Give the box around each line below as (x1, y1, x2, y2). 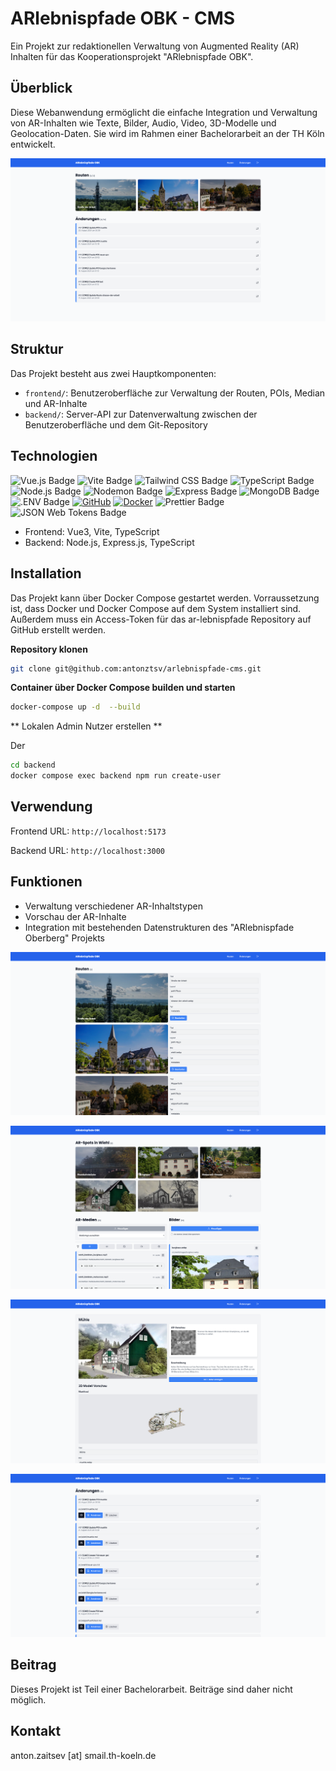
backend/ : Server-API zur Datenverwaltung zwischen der (24, 408, 258, 420)
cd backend (10, 760, 56, 771)
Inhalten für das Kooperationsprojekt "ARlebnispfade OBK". (10, 50, 254, 62)
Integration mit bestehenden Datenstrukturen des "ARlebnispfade (24, 921, 295, 933)
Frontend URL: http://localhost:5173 (10, 825, 167, 837)
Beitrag (10, 1657, 57, 1674)
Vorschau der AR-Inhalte (24, 910, 127, 922)
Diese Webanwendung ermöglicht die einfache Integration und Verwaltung (10, 106, 318, 118)
